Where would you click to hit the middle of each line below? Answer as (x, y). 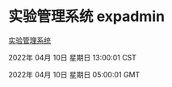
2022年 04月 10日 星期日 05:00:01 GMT (74, 74)
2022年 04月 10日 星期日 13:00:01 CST (73, 57)
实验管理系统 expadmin (87, 17)
